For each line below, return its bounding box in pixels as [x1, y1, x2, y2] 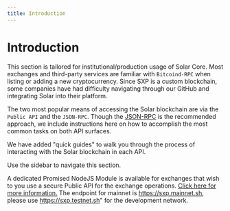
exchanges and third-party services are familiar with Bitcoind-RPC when [7, 69, 211, 78]
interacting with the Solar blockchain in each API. [7, 147, 146, 155]
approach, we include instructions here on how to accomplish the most [7, 120, 208, 128]
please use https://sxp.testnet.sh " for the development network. [7, 196, 189, 204]
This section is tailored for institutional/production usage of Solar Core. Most [7, 63, 224, 71]
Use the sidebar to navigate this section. [7, 161, 122, 169]
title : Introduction [7, 10, 67, 17]
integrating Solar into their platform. [7, 91, 108, 100]
